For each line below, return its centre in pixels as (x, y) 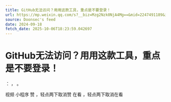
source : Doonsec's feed (31, 19)
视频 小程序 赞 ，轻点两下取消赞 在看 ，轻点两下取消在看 (64, 94)
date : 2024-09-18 (24, 24)
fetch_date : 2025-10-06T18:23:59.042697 (49, 29)
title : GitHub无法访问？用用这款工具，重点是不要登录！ (58, 10)
